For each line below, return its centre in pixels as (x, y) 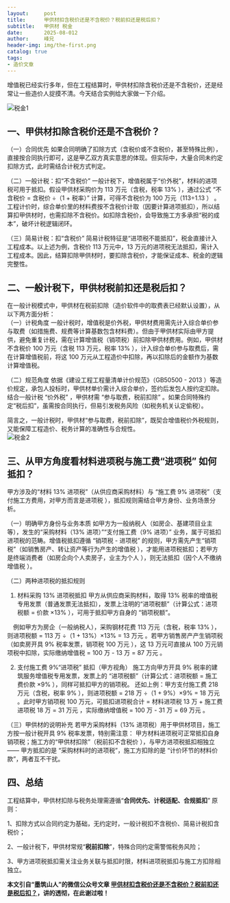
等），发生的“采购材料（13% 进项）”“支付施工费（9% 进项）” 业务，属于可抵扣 (114, 532)
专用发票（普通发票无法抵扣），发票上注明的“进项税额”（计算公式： (111, 604)
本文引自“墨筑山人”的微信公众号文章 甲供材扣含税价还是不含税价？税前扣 (110, 884)
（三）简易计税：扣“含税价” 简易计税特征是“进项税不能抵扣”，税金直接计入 (112, 238)
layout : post (32, 13)
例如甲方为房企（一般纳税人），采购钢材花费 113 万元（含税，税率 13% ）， (117, 627)
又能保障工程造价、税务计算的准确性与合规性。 (73, 429)
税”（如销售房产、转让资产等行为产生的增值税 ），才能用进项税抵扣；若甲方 (113, 549)
